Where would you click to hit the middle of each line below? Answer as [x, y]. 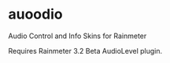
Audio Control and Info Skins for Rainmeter [78, 36]
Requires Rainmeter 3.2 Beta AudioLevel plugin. [85, 51]
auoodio [35, 14]
